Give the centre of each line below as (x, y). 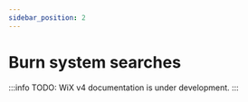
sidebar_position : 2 (48, 18)
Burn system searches (95, 62)
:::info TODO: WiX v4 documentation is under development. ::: (124, 88)
